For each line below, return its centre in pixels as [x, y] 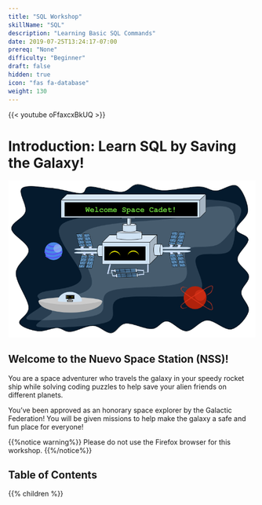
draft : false [29, 67]
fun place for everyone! [46, 426]
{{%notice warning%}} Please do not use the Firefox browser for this [120, 442]
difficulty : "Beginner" [47, 58]
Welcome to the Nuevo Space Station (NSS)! [118, 359]
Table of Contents [53, 475]
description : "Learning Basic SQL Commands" [82, 33]
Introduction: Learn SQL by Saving [122, 146]
